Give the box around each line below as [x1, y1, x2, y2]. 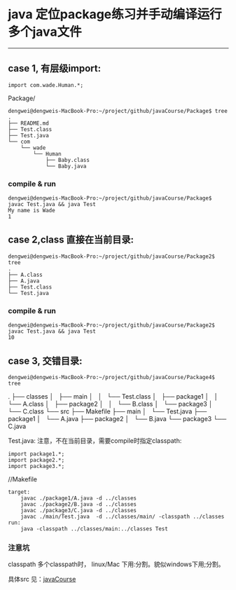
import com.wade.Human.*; [8, 81, 83, 88]
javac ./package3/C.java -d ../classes [20, 507, 137, 514]
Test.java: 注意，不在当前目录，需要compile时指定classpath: [8, 436, 182, 445]
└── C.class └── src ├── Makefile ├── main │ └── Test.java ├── [8, 407, 207, 416]
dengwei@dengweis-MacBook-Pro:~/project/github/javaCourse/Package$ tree [8, 107, 228, 114]
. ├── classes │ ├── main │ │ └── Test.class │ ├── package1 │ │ [8, 392, 218, 400]
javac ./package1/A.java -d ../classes [20, 495, 137, 502]
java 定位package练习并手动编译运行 [8, 6, 223, 22]
